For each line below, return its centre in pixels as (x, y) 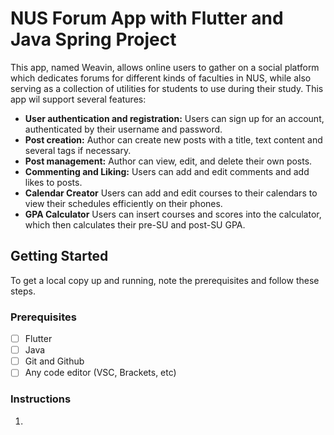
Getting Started (59, 256)
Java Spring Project (93, 39)
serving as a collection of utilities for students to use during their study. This (167, 88)
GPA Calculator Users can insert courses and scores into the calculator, (173, 214)
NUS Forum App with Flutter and (147, 18)
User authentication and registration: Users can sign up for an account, (174, 118)
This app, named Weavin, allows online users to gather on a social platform (165, 67)
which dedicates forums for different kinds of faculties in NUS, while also (161, 78)
